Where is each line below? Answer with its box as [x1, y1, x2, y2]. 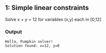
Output [5, 28, 22, 35]
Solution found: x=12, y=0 [5, 43, 60, 48]
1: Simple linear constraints [5, 4, 89, 12]
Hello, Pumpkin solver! [5, 39, 53, 44]
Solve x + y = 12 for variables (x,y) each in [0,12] [5, 16, 102, 22]
